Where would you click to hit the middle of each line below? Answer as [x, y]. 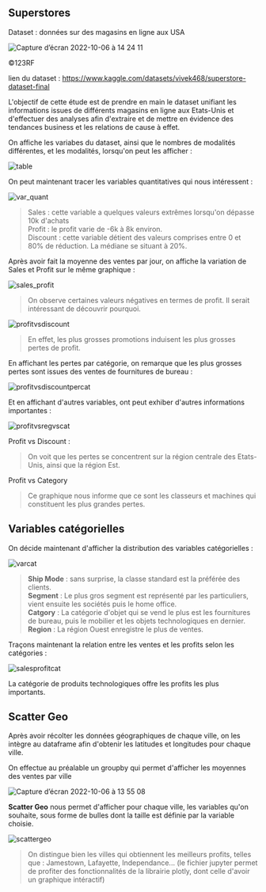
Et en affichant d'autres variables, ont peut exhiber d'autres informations [127, 402]
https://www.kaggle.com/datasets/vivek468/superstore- [154, 78]
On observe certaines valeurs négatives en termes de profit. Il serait [139, 300]
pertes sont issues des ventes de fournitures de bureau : [101, 371]
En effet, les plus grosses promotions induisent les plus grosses [131, 339]
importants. [27, 692]
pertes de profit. [54, 347]
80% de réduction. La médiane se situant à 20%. [107, 245]
